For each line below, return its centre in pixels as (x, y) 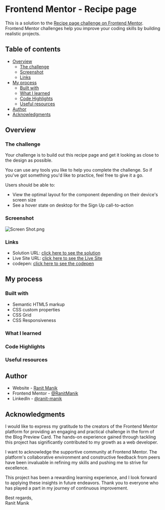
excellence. (17, 468)
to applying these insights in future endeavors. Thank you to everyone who (82, 483)
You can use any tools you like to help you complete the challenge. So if (79, 170)
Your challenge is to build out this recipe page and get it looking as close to (82, 155)
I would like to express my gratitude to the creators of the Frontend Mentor (82, 426)
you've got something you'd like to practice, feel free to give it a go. (74, 175)
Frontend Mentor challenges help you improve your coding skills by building (83, 28)
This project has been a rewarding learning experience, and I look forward (81, 478)
